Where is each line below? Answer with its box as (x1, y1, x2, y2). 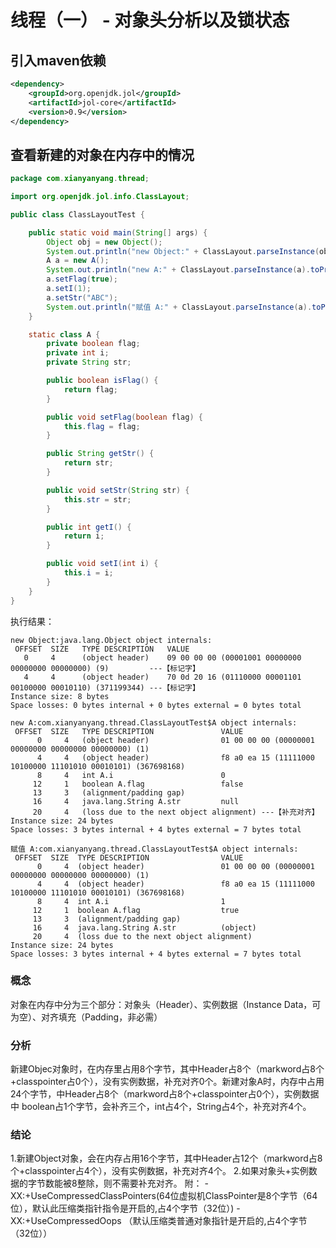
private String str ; (46, 357, 132, 368)
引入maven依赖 (10, 52, 107, 69)
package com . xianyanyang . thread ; (10, 174, 150, 184)
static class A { (28, 329, 101, 340)
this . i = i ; (63, 568, 114, 578)
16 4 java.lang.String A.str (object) (32, 922, 257, 933)
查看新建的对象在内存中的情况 (10, 146, 195, 163)
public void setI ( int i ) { (46, 559, 159, 569)
